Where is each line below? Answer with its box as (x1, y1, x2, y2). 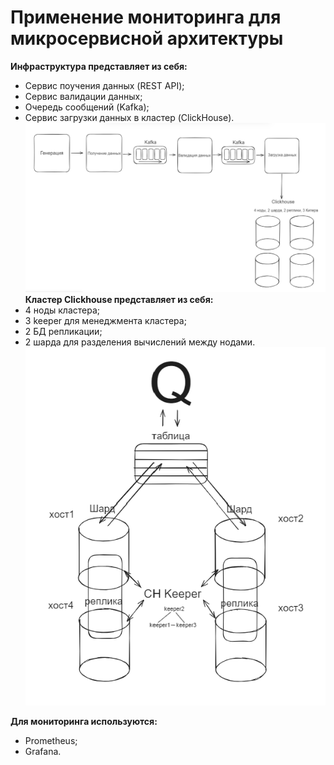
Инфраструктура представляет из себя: (10, 60, 188, 72)
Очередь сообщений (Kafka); (24, 101, 150, 113)
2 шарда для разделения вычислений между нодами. (24, 336, 256, 348)
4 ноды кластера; (24, 304, 100, 316)
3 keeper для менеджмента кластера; (24, 314, 187, 326)
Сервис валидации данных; (24, 90, 143, 102)
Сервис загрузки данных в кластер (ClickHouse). (24, 111, 235, 123)
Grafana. (24, 746, 62, 758)
